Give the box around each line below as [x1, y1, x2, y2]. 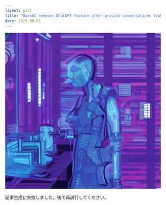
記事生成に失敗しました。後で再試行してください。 [5, 195, 109, 201]
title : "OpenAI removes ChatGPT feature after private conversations [5, 13, 152, 18]
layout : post [5, 8, 32, 13]
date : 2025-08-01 [5, 18, 41, 23]
